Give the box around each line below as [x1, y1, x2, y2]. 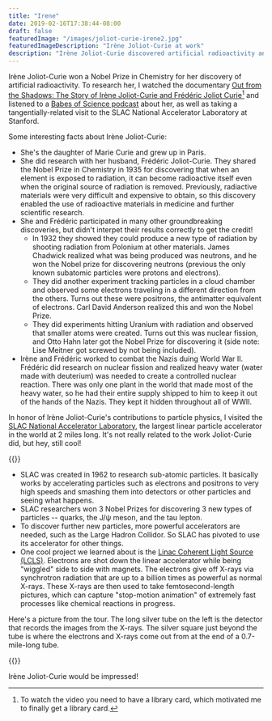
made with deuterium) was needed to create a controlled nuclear [19, 371, 237, 380]
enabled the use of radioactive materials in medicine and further [19, 199, 235, 209]
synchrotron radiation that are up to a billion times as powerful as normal [19, 572, 263, 583]
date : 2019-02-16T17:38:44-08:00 [8, 19, 121, 28]
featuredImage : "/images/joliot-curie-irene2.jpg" [8, 34, 183, 43]
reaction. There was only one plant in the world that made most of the [19, 380, 253, 389]
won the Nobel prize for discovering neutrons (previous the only [32, 259, 246, 269]
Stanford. [8, 116, 40, 125]
